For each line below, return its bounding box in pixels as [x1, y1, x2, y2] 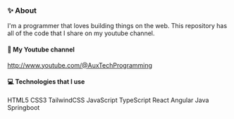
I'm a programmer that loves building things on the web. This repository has [7, 22, 228, 30]
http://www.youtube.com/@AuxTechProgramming [7, 61, 153, 69]
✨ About [7, 6, 37, 15]
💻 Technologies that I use [7, 77, 85, 86]
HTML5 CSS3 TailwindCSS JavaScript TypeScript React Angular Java [7, 96, 209, 104]
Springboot [7, 103, 40, 111]
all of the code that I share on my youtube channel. [7, 29, 155, 37]
